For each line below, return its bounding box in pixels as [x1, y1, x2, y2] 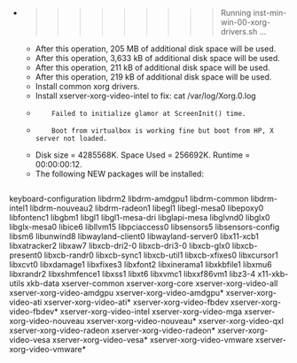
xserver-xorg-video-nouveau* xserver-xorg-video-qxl [86, 316, 284, 326]
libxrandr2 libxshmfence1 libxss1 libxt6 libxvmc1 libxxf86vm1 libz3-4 [9, 269, 256, 279]
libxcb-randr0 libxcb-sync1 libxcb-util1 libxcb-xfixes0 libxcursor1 [43, 250, 278, 260]
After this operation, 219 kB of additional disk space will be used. [35, 72, 272, 82]
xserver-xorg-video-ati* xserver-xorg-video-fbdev [43, 297, 229, 307]
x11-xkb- [257, 269, 289, 279]
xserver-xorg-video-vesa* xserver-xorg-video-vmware [51, 335, 254, 344]
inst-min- [252, 8, 287, 18]
